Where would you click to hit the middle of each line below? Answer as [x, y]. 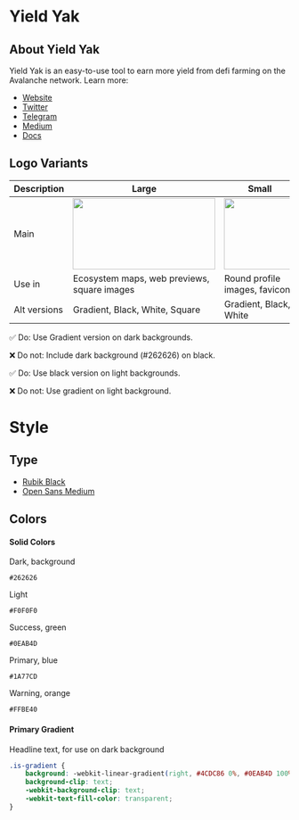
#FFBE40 [24, 710]
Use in [27, 284]
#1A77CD [24, 677]
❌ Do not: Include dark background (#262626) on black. [112, 355]
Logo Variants [49, 164]
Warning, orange [40, 693]
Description [39, 188]
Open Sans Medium [58, 491]
